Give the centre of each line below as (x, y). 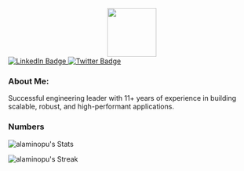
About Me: (29, 81)
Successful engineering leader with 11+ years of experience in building (122, 98)
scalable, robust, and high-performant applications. (91, 107)
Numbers (26, 126)
